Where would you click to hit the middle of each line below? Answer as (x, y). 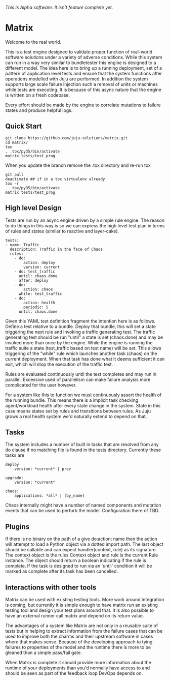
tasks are (15, 455)
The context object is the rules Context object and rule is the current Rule (82, 555)
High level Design (33, 208)
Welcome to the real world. (33, 42)
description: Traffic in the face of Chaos (56, 249)
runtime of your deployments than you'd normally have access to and (78, 668)
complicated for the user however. (41, 385)
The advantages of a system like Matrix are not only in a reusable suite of (82, 626)
